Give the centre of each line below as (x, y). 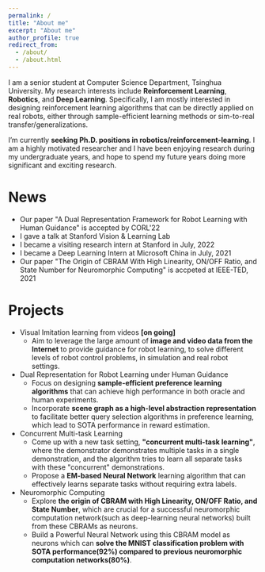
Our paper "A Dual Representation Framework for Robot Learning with (133, 219)
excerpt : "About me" (42, 30)
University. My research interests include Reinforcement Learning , (117, 90)
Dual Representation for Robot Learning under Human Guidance (124, 374)
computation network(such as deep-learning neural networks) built (141, 517)
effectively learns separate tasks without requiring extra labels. (134, 484)
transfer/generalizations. (48, 125)
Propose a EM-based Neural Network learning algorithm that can (139, 475)
